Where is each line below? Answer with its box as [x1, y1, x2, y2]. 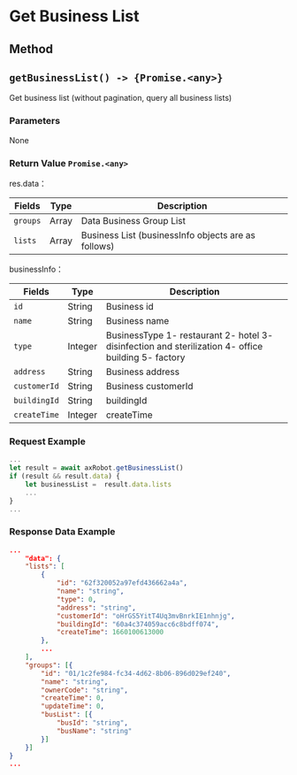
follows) [80, 240, 115, 252]
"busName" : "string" [56, 726, 133, 735]
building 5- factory [105, 351, 186, 364]
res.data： [9, 178, 47, 188]
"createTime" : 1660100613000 [56, 628, 164, 637]
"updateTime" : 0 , [41, 702, 104, 711]
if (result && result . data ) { [9, 472, 121, 481]
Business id [105, 300, 155, 312]
